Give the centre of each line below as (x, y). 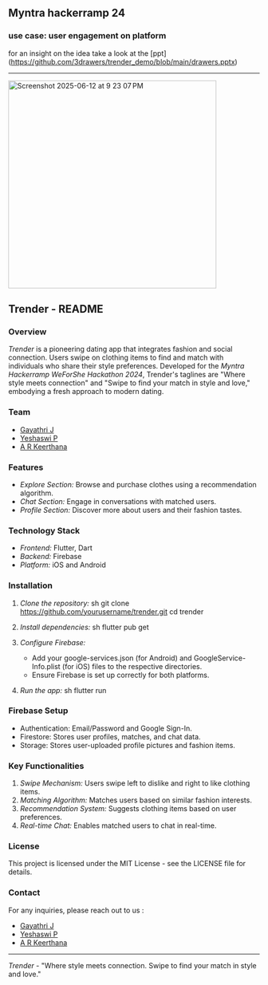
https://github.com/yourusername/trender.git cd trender (112, 611)
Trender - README (56, 309)
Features (26, 467)
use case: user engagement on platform (87, 36)
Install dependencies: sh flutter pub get (84, 627)
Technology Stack (44, 530)
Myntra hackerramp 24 (67, 13)
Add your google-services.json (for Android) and (112, 658)
